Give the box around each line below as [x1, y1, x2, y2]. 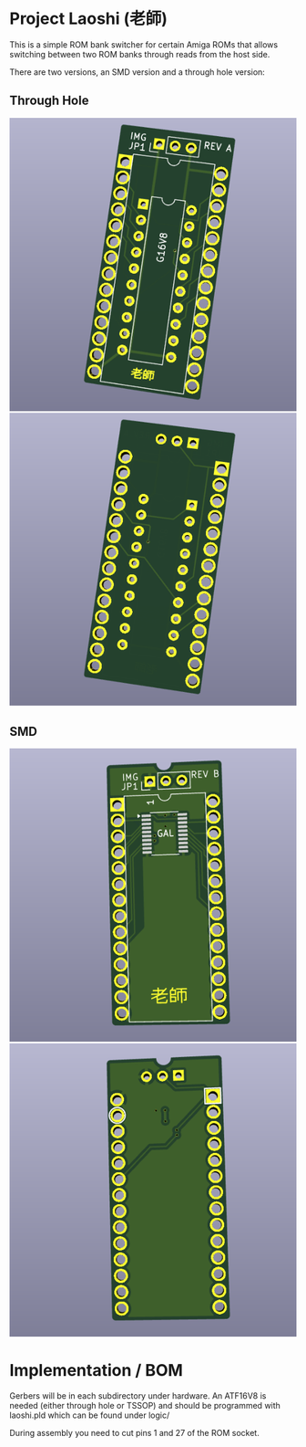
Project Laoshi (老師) [9, 8, 168, 29]
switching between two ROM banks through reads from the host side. [9, 48, 270, 59]
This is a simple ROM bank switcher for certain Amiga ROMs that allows [9, 38, 279, 50]
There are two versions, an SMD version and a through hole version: [9, 66, 266, 78]
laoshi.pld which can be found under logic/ [9, 1410, 170, 1421]
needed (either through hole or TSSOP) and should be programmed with [9, 1400, 280, 1410]
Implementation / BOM [9, 1359, 184, 1380]
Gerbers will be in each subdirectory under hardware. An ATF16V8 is [9, 1389, 267, 1401]
